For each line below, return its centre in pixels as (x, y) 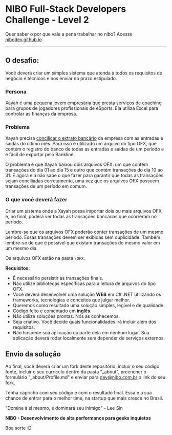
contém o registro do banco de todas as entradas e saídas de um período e (85, 149)
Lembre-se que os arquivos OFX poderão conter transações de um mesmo (84, 232)
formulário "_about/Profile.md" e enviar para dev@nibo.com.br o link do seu (85, 377)
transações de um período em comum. (46, 186)
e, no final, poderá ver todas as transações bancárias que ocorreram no (81, 216)
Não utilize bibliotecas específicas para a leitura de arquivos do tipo (84, 283)
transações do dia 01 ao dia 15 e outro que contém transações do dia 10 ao (84, 170)
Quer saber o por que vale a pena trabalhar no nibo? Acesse (69, 34)
